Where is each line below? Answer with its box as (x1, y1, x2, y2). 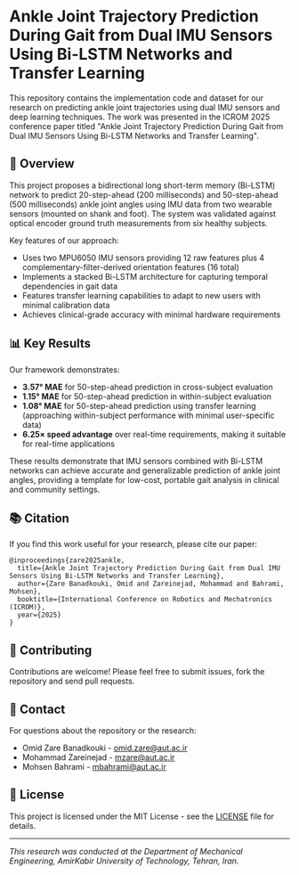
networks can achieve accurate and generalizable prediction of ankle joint (9, 465, 280, 476)
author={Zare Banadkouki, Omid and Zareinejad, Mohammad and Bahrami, (17, 579, 285, 589)
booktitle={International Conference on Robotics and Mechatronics (17, 595, 273, 604)
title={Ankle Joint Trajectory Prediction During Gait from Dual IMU (17, 564, 280, 573)
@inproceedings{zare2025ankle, (9, 556, 125, 565)
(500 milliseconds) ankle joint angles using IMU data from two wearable (9, 199, 273, 209)
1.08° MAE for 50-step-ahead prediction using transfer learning (21, 400, 256, 411)
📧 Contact (9, 701, 66, 716)
